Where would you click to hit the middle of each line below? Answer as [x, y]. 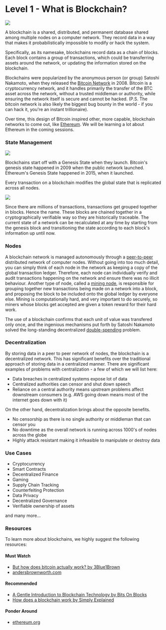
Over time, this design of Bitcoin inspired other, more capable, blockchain [80, 119]
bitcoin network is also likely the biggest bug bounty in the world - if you [79, 104]
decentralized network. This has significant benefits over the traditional [78, 359]
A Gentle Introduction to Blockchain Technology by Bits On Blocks [80, 594]
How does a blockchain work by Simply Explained [63, 600]
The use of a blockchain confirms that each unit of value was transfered [79, 319]
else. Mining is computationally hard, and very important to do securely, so [81, 299]
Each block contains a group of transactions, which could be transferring [80, 58]
